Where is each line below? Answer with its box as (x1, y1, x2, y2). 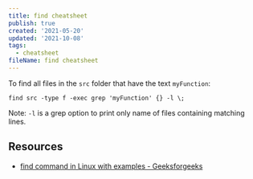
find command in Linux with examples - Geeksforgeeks (19, 161, 203, 171)
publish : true (8, 19, 56, 27)
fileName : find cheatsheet (8, 57, 99, 65)
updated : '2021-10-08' (8, 34, 84, 43)
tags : (8, 42, 27, 50)
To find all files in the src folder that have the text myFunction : (8, 78, 211, 88)
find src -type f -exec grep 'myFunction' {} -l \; (8, 94, 185, 102)
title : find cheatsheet (8, 11, 88, 20)
